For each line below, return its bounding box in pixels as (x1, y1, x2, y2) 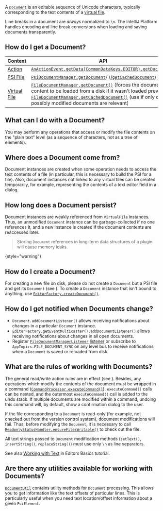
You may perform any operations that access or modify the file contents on (5, 129, 155, 135)
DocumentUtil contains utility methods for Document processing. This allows (5, 485, 154, 491)
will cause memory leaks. (16, 244, 68, 250)
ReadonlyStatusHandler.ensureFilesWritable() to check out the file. (5, 426, 141, 432)
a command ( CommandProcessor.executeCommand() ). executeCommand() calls (5, 386, 152, 392)
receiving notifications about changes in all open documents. (12, 333, 134, 339)
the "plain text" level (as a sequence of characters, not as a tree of (5, 134, 138, 140)
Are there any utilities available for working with (5, 464, 153, 473)
